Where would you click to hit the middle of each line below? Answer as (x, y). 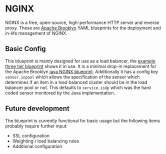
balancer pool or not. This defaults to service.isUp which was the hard (78, 87)
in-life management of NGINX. (36, 33)
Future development (37, 109)
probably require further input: (36, 126)
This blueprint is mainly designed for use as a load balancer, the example (80, 61)
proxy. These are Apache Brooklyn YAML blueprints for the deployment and (83, 27)
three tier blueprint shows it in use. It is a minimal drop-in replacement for (81, 66)
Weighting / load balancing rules (46, 141)
